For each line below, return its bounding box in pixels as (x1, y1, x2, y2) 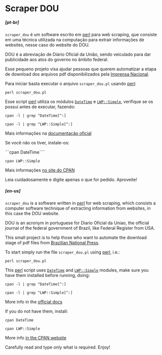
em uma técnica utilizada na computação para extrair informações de (5, 37, 144, 43)
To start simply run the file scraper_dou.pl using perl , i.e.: (5, 249, 120, 255)
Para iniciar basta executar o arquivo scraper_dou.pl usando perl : (5, 81, 137, 87)
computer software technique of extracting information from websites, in (5, 205, 151, 211)
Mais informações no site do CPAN (5, 167, 75, 173)
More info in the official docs (5, 299, 63, 305)
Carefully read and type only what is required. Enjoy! (5, 344, 110, 350)
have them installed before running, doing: (5, 273, 90, 278)
